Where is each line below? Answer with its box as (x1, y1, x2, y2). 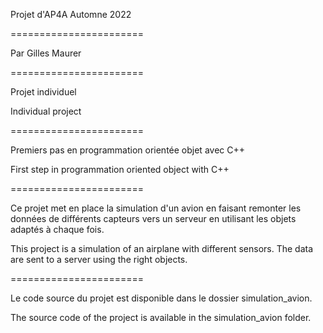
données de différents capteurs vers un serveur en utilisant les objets (10, 213, 297, 224)
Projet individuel (10, 86, 77, 98)
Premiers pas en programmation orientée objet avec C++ (10, 144, 245, 156)
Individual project (10, 105, 82, 117)
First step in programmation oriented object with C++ (10, 164, 230, 175)
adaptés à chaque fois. (10, 224, 105, 235)
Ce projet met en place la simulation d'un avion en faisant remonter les (10, 202, 302, 214)
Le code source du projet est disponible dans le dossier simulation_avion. (10, 292, 313, 304)
